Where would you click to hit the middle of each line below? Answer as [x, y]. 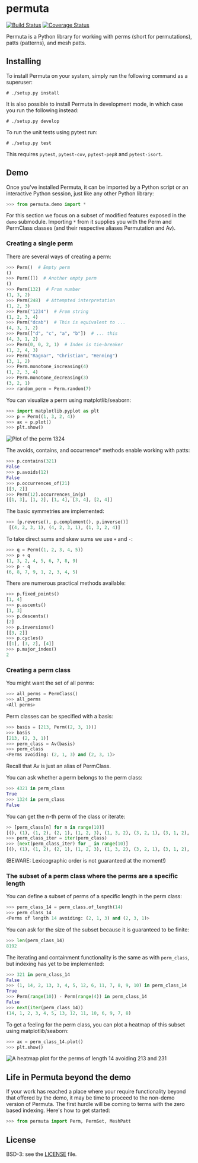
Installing [24, 61]
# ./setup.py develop [33, 121]
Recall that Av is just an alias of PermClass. [59, 766]
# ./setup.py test [29, 143]
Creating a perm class [39, 670]
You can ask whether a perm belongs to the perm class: [74, 778]
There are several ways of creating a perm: [59, 256]
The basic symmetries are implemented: [55, 511]
